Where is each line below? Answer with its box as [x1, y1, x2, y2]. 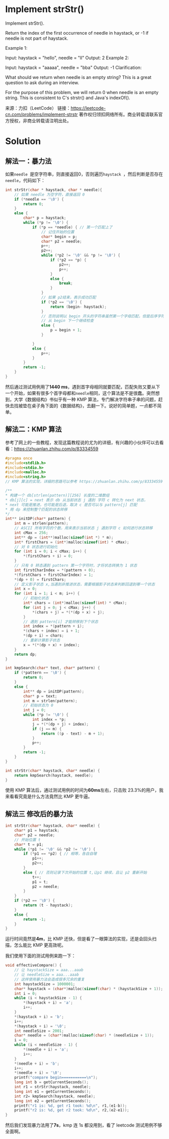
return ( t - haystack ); [23, 903, 73, 908]
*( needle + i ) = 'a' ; [23, 1047, 69, 1052]
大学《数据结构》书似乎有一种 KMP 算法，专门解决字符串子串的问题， [14, 396, 158, 402]
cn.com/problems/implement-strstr [5, 111, 78, 117]
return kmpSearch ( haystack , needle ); [14, 773, 94, 778]
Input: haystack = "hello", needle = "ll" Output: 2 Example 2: [5, 54, 129, 61]
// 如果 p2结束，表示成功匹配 [41, 295, 97, 300]
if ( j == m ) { [32, 726, 62, 731]
